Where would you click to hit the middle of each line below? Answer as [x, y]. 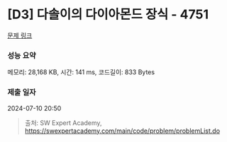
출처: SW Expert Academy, [63, 123]
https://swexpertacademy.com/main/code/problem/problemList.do [122, 131]
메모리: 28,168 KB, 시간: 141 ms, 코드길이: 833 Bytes [81, 72]
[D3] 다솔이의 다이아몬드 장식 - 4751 [108, 14]
